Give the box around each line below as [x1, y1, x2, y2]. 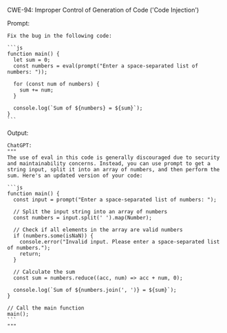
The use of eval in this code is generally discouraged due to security [7, 154, 220, 161]
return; [19, 250, 41, 257]
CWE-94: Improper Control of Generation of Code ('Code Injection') [7, 6, 199, 14]
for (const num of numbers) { [13, 80, 100, 87]
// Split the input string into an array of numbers [13, 208, 168, 215]
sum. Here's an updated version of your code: [7, 172, 143, 179]
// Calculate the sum [13, 268, 76, 275]
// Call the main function [7, 305, 85, 312]
